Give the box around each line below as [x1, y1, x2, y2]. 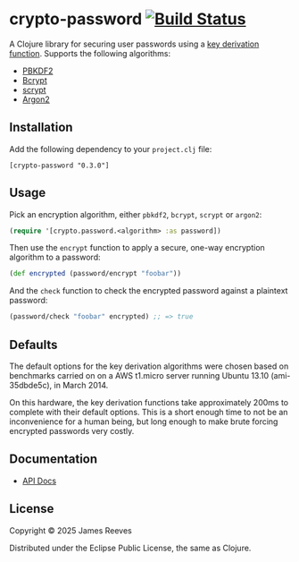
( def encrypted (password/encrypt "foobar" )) [9, 269, 181, 278]
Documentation [9, 452, 98, 467]
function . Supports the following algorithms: [9, 47, 171, 58]
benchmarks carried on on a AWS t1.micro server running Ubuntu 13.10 [9, 370, 270, 380]
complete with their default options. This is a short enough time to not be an [9, 407, 288, 417]
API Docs [21, 475, 56, 486]
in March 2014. [54, 380, 109, 390]
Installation [9, 120, 73, 135]
